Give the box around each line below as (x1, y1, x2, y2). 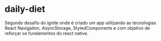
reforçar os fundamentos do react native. (4, 30, 89, 36)
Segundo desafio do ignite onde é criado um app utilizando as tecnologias (4, 20, 157, 26)
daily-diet (4, 3, 46, 15)
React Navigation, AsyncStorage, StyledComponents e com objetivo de (4, 25, 150, 31)
